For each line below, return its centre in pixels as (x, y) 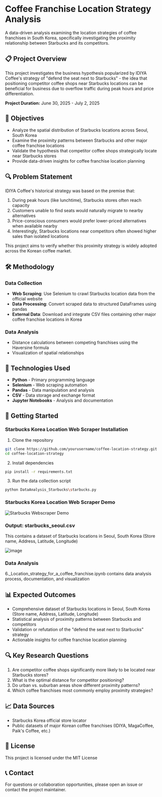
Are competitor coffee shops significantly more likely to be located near (84, 670)
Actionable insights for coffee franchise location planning (69, 640)
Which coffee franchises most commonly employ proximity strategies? (82, 690)
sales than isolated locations (40, 236)
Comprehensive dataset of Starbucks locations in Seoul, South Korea (81, 609)
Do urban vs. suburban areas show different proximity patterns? (76, 685)
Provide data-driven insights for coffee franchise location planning (78, 161)
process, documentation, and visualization (47, 579)
